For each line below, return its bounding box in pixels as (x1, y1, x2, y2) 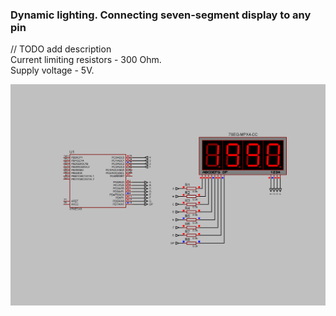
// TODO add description (10, 43, 112, 55)
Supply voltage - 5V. (10, 64, 95, 77)
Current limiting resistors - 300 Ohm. (10, 54, 162, 66)
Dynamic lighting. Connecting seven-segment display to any (10, 8, 312, 22)
